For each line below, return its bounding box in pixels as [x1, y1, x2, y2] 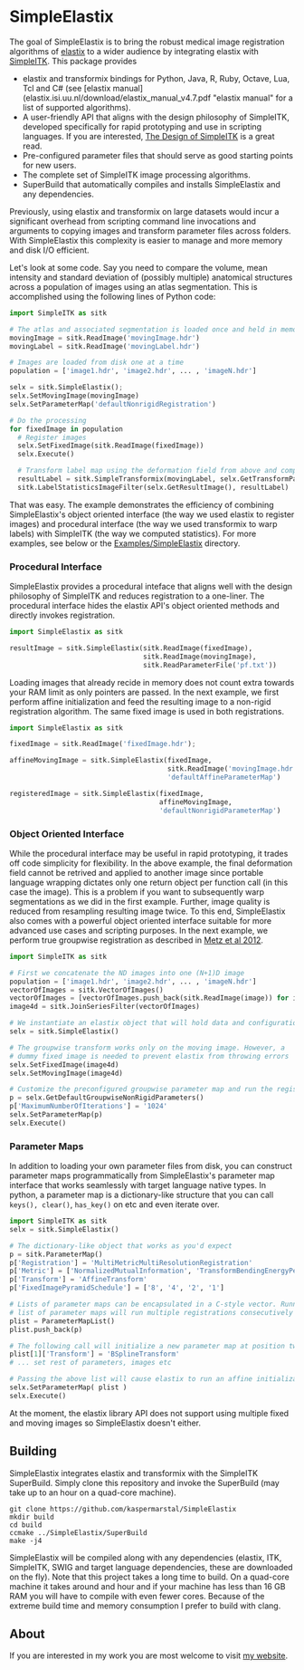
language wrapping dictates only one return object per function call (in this [9, 877, 289, 888]
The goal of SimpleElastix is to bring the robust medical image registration [9, 36, 285, 47]
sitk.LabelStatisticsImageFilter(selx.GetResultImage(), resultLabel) [17, 483, 290, 492]
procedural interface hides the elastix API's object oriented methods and [9, 600, 280, 611]
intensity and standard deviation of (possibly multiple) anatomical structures [9, 272, 293, 283]
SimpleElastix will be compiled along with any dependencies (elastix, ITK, [9, 1551, 282, 1563]
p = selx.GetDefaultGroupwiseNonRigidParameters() [9, 1093, 204, 1102]
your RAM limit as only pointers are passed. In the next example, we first [9, 686, 279, 697]
